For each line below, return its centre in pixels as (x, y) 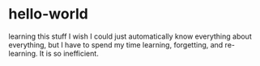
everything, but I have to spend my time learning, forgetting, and (116, 44)
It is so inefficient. (69, 53)
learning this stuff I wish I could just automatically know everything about (130, 36)
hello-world (49, 14)
